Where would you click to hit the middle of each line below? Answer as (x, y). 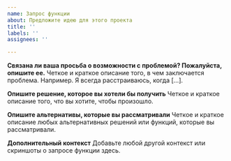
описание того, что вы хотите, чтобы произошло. (80, 101)
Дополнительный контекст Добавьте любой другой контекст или (106, 143)
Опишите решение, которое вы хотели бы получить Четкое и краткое (113, 94)
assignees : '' (28, 40)
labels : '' (23, 33)
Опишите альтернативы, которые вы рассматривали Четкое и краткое (116, 115)
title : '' (22, 26)
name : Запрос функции (39, 14)
